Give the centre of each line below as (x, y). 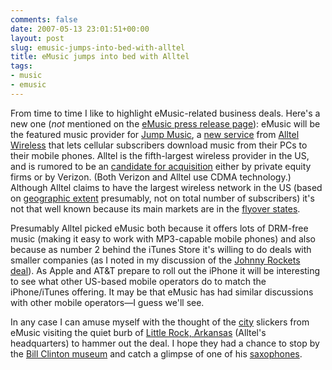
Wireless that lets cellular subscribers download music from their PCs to (159, 145)
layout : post (37, 38)
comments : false (44, 19)
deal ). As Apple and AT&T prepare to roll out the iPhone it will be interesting (165, 270)
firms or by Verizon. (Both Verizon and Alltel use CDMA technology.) (151, 177)
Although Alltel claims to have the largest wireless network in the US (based (166, 187)
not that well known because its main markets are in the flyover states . (155, 208)
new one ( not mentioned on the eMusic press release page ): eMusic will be (165, 123)
